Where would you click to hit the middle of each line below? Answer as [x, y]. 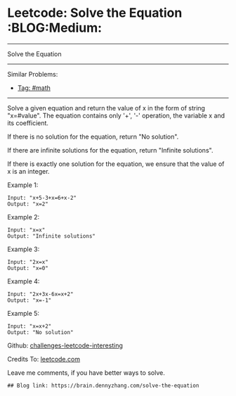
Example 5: [24, 313]
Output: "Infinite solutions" [52, 236]
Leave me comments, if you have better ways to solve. [86, 372]
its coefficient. [28, 123]
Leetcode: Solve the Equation [95, 13]
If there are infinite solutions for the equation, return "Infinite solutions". [110, 150]
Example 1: [23, 185]
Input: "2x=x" [28, 262]
